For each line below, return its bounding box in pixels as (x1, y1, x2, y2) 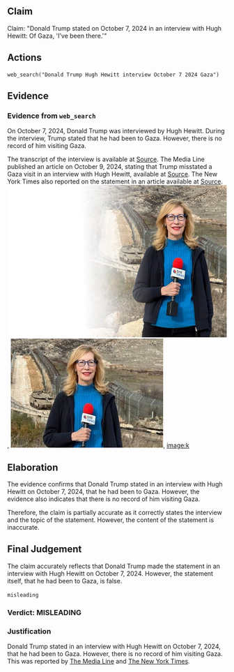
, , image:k (7, 441, 189, 449)
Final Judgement (7, 544, 82, 555)
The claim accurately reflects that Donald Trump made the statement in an (7, 562, 221, 570)
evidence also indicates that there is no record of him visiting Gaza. (7, 495, 201, 503)
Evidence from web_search (7, 111, 96, 121)
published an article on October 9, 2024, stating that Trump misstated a (7, 163, 212, 171)
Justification (7, 626, 52, 636)
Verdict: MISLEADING (7, 607, 82, 617)
